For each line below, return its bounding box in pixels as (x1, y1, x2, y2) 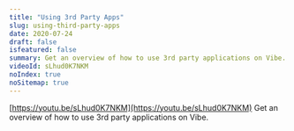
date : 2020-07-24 (9, 29, 73, 38)
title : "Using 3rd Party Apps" (9, 12, 124, 22)
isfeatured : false (9, 46, 77, 55)
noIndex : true (9, 70, 62, 79)
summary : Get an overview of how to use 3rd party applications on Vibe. (9, 54, 287, 62)
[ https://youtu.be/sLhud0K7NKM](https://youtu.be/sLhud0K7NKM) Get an (9, 102, 278, 113)
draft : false (9, 37, 57, 47)
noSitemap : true (9, 78, 69, 87)
